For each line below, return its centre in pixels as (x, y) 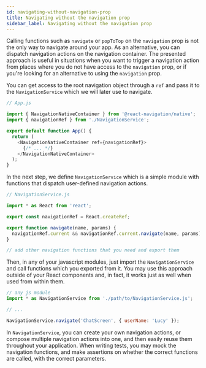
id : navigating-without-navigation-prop (59, 12)
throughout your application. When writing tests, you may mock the (91, 345)
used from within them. (36, 282)
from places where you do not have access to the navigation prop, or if (97, 67)
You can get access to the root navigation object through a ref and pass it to (103, 85)
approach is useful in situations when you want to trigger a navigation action (103, 60)
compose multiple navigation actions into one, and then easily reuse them (99, 339)
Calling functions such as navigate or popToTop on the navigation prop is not (103, 41)
